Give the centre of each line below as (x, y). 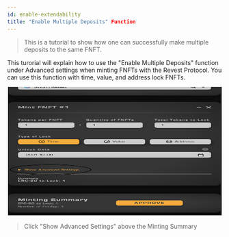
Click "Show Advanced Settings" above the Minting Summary (110, 226)
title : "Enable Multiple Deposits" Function (71, 22)
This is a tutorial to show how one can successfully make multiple (116, 42)
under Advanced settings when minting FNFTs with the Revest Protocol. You (114, 70)
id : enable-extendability (44, 14)
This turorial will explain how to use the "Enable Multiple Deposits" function (113, 62)
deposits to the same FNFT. (63, 49)
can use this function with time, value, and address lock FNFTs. (96, 77)
